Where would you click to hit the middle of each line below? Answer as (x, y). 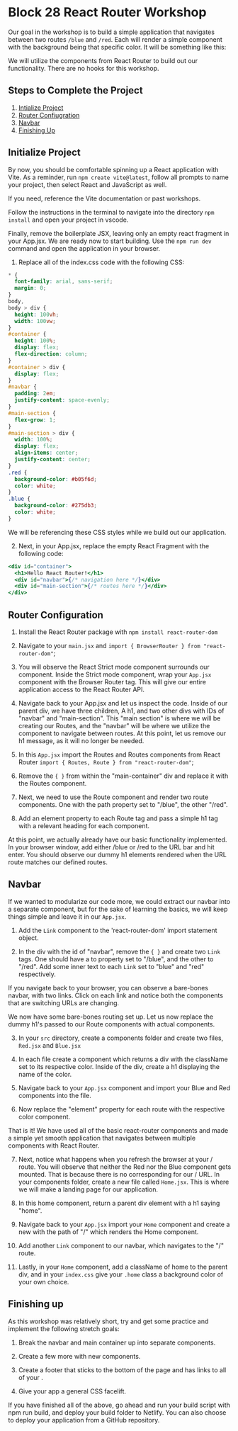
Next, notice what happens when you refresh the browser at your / (115, 1159)
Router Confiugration (49, 115)
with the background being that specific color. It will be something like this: (117, 47)
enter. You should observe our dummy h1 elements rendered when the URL (118, 855)
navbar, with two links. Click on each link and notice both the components (116, 995)
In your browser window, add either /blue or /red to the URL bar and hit (111, 847)
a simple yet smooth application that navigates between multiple (102, 1138)
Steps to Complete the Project (76, 90)
